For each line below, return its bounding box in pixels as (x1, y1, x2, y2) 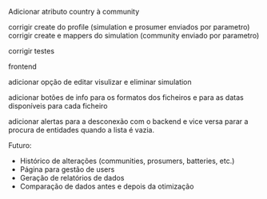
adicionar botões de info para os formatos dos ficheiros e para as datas (8, 93, 244, 102)
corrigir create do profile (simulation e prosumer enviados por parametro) (8, 22, 250, 31)
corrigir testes (8, 46, 54, 55)
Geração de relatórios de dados (19, 173, 125, 182)
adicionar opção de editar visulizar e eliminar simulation (8, 78, 192, 86)
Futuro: (8, 141, 32, 150)
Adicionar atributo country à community (8, 7, 140, 16)
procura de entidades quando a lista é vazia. (8, 125, 155, 134)
